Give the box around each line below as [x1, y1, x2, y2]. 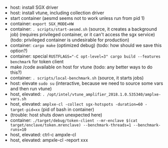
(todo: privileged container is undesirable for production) [10, 37, 130, 43]
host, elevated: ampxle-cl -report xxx [10, 137, 88, 143]
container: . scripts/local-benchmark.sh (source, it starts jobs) [10, 75, 144, 81]
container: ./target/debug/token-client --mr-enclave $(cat [10, 117, 138, 123]
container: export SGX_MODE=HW [10, 20, 74, 27]
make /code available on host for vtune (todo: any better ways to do [10, 64, 153, 70]
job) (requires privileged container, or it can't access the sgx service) [10, 32, 155, 37]
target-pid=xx [10, 107, 40, 112]
